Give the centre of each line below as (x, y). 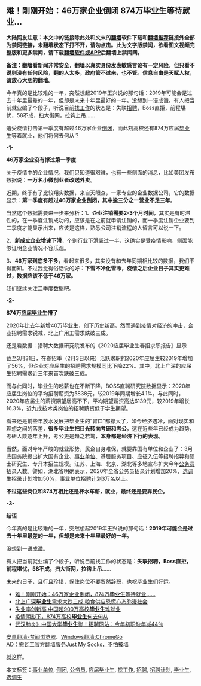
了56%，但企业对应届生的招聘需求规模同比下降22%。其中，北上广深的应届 (99, 365)
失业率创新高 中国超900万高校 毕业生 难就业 (68, 609)
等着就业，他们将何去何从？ (45, 135)
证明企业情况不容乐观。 (40, 248)
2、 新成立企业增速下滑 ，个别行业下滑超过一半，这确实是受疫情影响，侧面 (97, 240)
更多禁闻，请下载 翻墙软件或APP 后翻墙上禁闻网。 (82, 52)
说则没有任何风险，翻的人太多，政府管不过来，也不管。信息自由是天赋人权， (100, 72)
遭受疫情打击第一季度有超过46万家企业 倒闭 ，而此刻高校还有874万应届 (93, 128)
